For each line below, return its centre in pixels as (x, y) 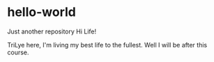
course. (18, 52)
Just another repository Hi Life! (52, 31)
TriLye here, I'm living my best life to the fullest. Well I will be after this (107, 45)
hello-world (42, 12)
